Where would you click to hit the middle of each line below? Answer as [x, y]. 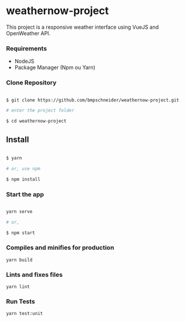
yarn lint [18, 287]
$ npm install [23, 179]
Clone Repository [31, 83]
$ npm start [20, 233]
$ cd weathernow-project [36, 121]
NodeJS [24, 61]
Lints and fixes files [35, 274]
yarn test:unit [25, 314]
